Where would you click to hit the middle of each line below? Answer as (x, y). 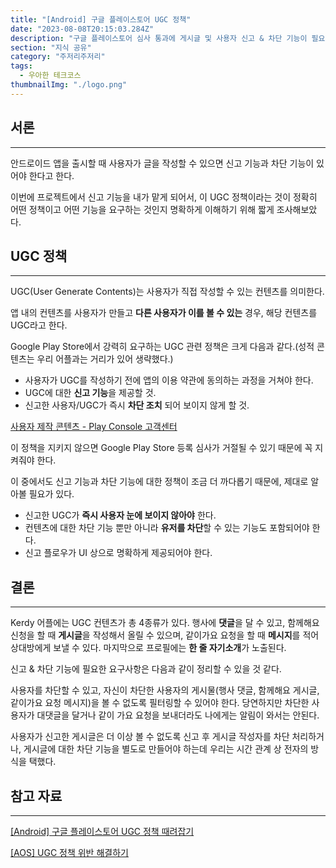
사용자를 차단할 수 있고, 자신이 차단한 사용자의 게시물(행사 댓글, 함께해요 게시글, (165, 690)
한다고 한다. (51, 175)
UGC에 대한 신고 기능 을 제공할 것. (90, 393)
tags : (21, 66)
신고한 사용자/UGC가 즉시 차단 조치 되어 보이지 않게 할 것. (137, 405)
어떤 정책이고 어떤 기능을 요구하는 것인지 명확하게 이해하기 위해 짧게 (142, 209)
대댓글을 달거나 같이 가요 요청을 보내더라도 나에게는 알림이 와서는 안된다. (178, 715)
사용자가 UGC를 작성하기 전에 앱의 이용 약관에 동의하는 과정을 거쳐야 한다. (169, 380)
